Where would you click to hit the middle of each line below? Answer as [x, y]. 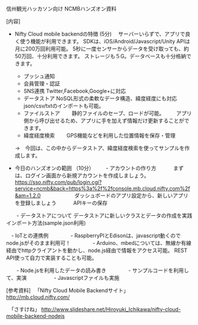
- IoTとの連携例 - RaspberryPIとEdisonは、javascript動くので [96, 235]
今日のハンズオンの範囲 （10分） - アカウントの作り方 [85, 168]
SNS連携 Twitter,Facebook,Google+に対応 [74, 91]
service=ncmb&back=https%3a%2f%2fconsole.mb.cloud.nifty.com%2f [102, 188]
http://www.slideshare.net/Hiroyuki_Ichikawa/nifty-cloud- [111, 309]
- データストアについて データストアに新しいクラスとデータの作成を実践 [104, 216]
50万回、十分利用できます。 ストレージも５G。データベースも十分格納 [100, 56]
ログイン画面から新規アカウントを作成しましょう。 [87, 176]
